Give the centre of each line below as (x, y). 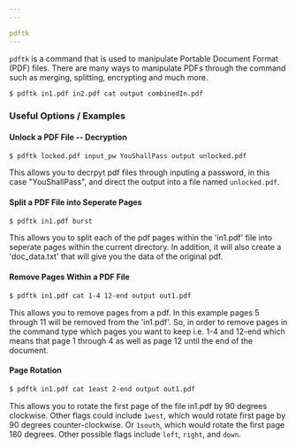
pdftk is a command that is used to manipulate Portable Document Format (144, 58)
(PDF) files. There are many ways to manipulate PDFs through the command (148, 68)
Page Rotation (35, 370)
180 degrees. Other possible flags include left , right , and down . (125, 434)
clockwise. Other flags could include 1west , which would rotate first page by (148, 415)
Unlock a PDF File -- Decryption (68, 137)
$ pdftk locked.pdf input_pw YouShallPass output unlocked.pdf (128, 156)
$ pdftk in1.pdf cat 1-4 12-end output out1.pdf (100, 296)
